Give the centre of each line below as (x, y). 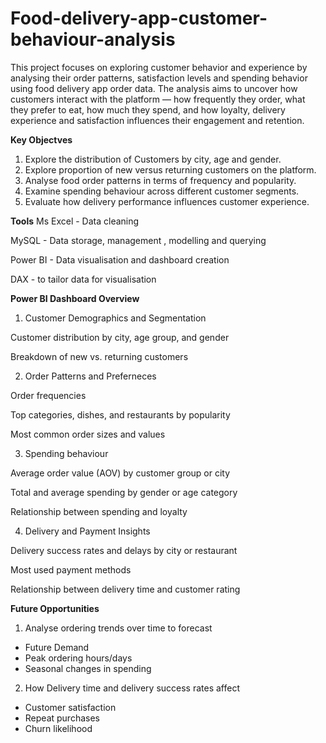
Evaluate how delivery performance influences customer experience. (167, 201)
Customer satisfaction (70, 707)
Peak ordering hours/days (78, 658)
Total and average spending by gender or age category (124, 492)
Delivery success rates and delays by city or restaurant (124, 550)
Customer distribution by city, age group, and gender (120, 337)
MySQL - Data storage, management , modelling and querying (138, 240)
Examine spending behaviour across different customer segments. (162, 191)
